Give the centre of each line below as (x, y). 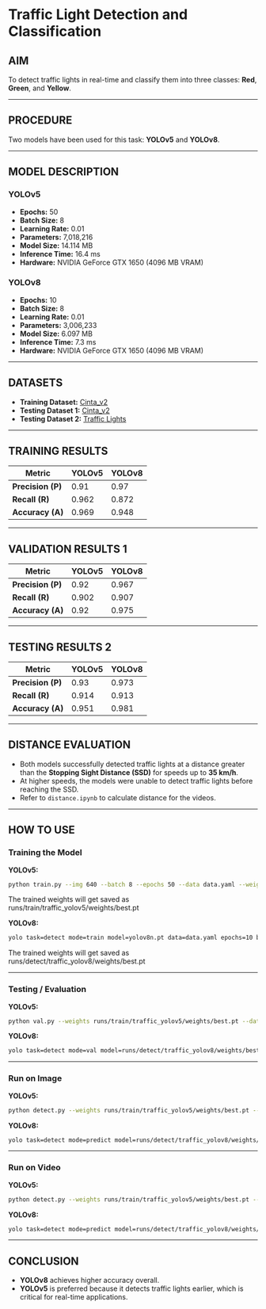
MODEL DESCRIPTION (64, 172)
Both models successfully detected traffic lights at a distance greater (132, 764)
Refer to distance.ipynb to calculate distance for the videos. (118, 797)
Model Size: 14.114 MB (56, 245)
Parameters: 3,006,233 (58, 325)
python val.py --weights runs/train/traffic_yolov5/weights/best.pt (123, 1021)
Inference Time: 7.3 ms (58, 342)
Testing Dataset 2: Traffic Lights (73, 418)
